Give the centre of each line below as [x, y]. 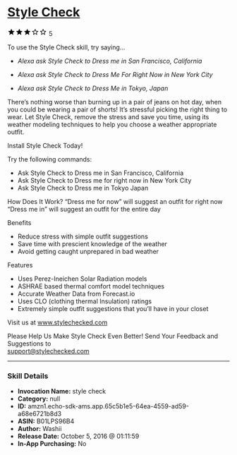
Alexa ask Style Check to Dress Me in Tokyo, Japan [93, 88]
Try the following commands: [50, 159]
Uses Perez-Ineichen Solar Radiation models [82, 279]
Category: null [39, 399]
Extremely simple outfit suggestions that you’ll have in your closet [113, 308]
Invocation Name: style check [62, 392]
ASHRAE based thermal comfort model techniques [91, 286]
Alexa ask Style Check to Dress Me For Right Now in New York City [115, 74]
